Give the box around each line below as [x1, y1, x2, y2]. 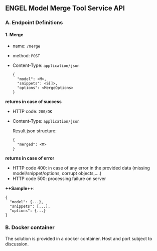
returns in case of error [5, 155, 55, 161]
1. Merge [5, 31, 24, 37]
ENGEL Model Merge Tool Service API [5, 4, 125, 13]
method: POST [12, 52, 40, 58]
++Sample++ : [5, 185, 35, 191]
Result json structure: [12, 128, 57, 134]
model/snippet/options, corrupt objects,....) [12, 170, 102, 176]
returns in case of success [5, 98, 62, 105]
